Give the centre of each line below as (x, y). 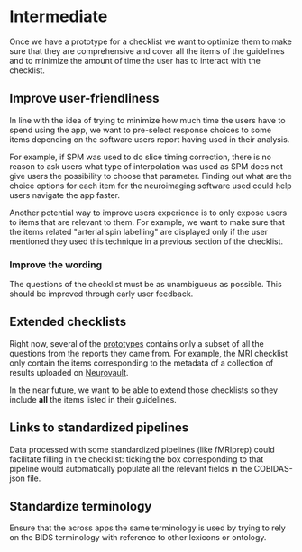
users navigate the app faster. (64, 195)
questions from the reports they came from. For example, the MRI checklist (149, 353)
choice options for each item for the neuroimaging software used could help (151, 186)
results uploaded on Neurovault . (69, 372)
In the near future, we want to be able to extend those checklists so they (143, 390)
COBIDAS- (273, 468)
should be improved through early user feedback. (101, 294)
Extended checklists (68, 322)
